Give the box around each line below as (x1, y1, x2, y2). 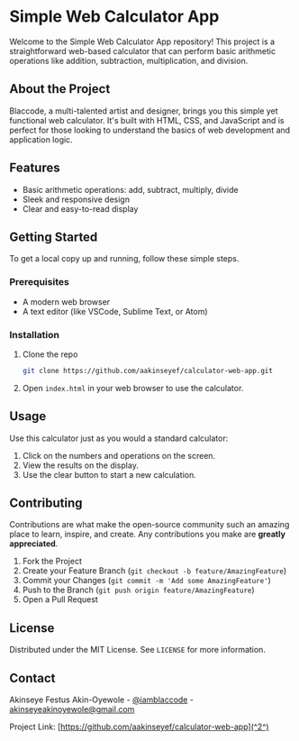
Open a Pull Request (22, 594, 99, 605)
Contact (9, 670, 56, 686)
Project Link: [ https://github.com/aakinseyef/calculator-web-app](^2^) (9, 721, 269, 732)
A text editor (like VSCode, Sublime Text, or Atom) (22, 306, 209, 316)
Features (9, 160, 60, 176)
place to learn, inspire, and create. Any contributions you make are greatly (9, 529, 286, 540)
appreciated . (9, 538, 59, 549)
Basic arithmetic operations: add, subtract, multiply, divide (22, 184, 239, 195)
